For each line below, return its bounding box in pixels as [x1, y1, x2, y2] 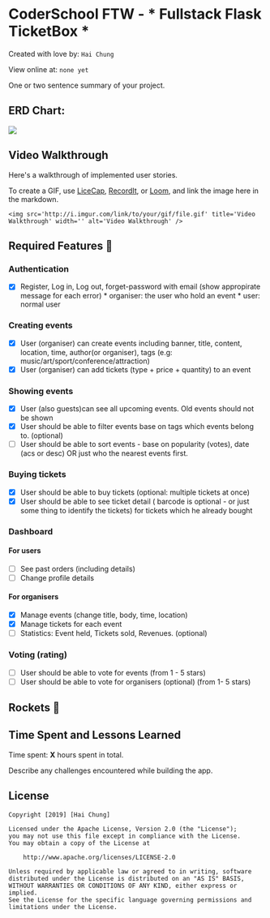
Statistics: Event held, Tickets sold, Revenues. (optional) [19, 628, 208, 638]
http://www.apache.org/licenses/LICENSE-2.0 [23, 853, 176, 861]
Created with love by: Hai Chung [8, 49, 114, 58]
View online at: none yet [8, 64, 89, 74]
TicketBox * [8, 22, 90, 41]
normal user [19, 299, 61, 309]
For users [8, 546, 41, 556]
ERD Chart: [8, 104, 66, 118]
